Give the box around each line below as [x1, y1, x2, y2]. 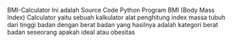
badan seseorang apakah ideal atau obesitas [7, 28, 135, 36]
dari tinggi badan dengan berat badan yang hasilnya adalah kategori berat [7, 21, 218, 28]
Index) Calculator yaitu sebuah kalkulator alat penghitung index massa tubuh [7, 13, 226, 21]
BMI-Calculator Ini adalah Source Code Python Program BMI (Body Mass [7, 6, 215, 14]
